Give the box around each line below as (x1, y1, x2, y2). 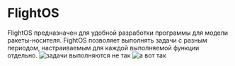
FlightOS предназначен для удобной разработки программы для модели (7, 28, 229, 37)
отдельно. (7, 51, 38, 60)
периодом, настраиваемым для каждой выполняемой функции (7, 43, 200, 52)
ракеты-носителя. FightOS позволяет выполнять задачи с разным (7, 35, 207, 44)
